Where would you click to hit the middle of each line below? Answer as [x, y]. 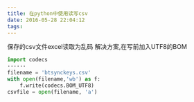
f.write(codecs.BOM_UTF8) [57, 85]
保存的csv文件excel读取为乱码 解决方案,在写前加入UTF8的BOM [97, 47]
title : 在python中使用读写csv [47, 13]
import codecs [28, 60]
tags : [15, 26]
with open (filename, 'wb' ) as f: [54, 79]
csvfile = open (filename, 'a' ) [52, 92]
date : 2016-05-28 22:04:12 [46, 20]
